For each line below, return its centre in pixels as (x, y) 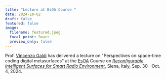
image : (12, 28)
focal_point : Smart (30, 37)
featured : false (22, 23)
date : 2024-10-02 (23, 14)
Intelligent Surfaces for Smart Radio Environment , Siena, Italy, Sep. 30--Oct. (83, 66)
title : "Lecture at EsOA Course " (41, 10)
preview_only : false (31, 42)
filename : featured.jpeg (35, 32)
